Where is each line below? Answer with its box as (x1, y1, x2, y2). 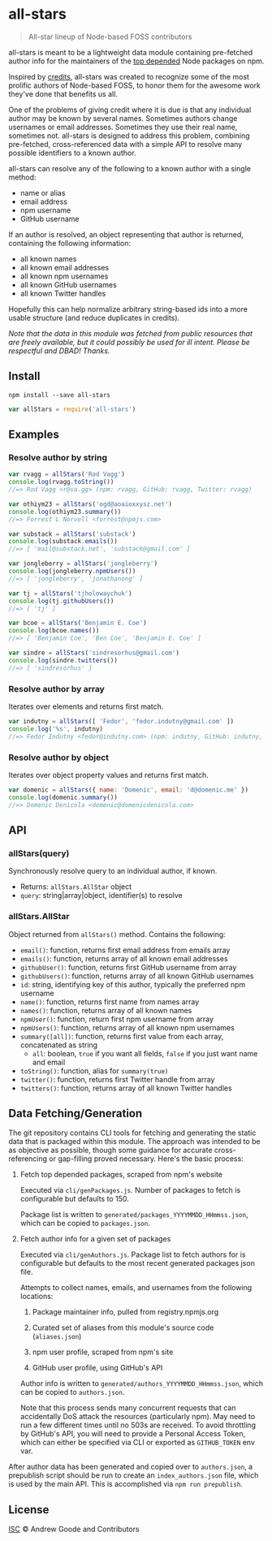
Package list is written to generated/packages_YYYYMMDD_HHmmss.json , (19, 1210, 248, 1219)
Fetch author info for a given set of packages (19, 1234, 171, 1244)
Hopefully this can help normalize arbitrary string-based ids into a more (8, 304, 248, 313)
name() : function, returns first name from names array (19, 996, 200, 1007)
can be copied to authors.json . (19, 1388, 125, 1397)
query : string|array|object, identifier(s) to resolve (19, 891, 183, 900)
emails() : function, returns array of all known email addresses (19, 953, 229, 963)
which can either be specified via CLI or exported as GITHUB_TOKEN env (19, 1438, 256, 1448)
